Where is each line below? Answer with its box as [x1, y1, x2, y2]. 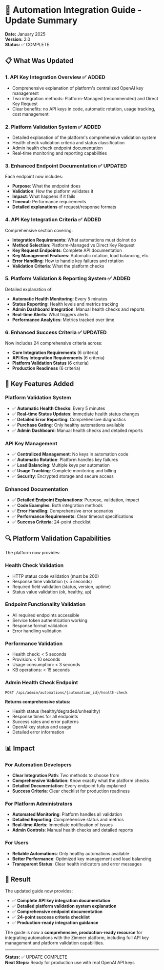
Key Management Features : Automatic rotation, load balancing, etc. [12, 252, 150, 258]
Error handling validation [12, 628, 62, 634]
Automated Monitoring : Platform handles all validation [12, 811, 122, 817]
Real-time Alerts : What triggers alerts [12, 311, 89, 317]
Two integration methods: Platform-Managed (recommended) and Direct [12, 95, 159, 101]
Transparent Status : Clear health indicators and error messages [12, 861, 142, 867]
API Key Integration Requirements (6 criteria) [12, 355, 105, 361]
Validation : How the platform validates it [12, 189, 94, 194]
